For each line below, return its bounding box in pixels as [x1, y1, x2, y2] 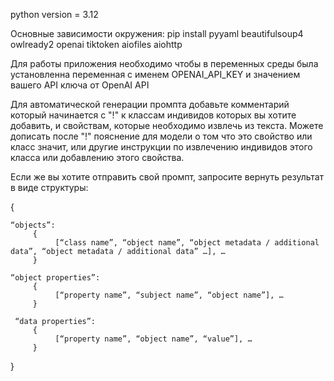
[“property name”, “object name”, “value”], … [54, 334, 253, 344]
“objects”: [10, 220, 56, 230]
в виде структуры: [10, 182, 89, 193]
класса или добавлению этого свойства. [10, 152, 185, 163]
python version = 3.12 [10, 9, 99, 20]
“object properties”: [10, 273, 101, 283]
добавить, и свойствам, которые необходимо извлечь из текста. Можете [10, 120, 324, 131]
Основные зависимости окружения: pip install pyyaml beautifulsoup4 [10, 28, 304, 39]
